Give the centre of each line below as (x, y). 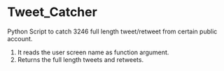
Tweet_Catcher (52, 12)
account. (20, 38)
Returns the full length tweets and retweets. (80, 59)
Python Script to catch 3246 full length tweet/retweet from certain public (112, 31)
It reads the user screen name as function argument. (93, 52)
